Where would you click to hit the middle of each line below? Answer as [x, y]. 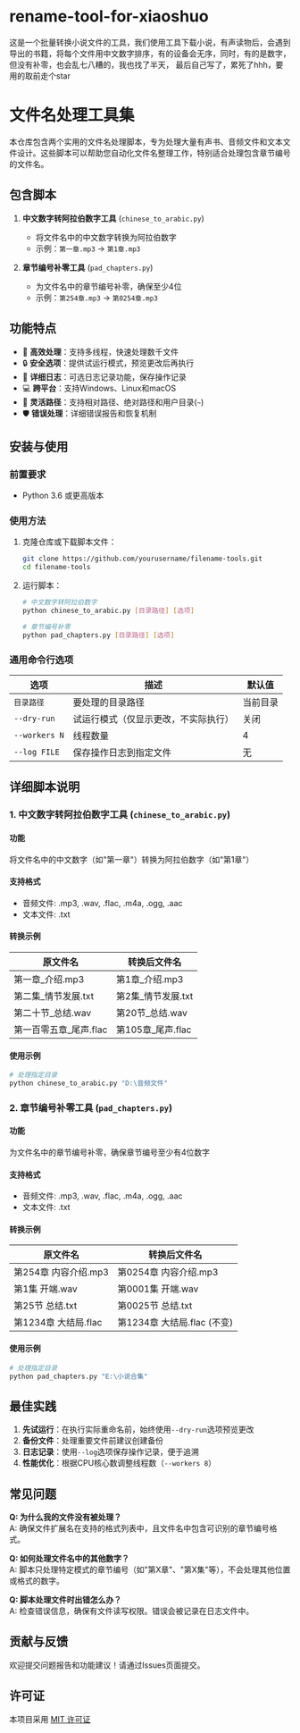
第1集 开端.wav [46, 1289]
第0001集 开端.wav [158, 1289]
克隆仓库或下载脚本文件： [69, 542]
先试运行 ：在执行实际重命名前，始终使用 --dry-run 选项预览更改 [138, 1430]
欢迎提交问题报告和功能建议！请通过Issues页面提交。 [107, 1665]
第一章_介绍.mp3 [49, 979]
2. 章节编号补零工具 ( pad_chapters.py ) [91, 1107]
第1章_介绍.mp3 [150, 979]
